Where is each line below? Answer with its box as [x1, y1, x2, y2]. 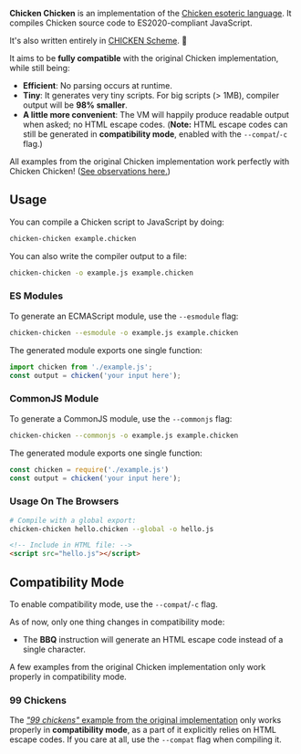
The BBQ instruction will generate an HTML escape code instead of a [22, 634, 284, 645]
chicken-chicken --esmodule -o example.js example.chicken [9, 328, 239, 337]
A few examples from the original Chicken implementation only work [9, 662, 266, 673]
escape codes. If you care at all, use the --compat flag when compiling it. [9, 734, 283, 745]
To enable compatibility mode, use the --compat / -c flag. [9, 599, 218, 610]
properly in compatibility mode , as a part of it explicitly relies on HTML [9, 725, 276, 736]
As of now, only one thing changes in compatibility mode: [9, 616, 225, 628]
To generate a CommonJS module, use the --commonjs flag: [9, 413, 233, 424]
